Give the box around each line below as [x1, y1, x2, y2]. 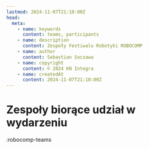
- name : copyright [17, 60, 64, 66]
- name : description [17, 37, 69, 43]
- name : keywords [17, 26, 61, 32]
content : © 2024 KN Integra [22, 65, 94, 72]
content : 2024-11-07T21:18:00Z [22, 77, 102, 83]
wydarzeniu [6, 116, 68, 130]
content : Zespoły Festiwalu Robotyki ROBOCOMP [22, 43, 143, 49]
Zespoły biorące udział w [6, 103, 136, 117]
